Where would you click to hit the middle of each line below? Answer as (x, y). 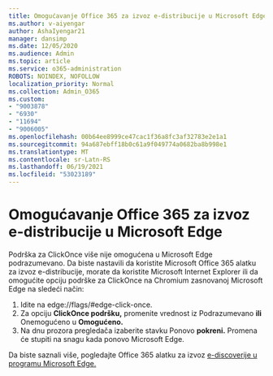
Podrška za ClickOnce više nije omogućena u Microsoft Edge (110, 254)
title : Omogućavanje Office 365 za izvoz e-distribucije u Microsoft (129, 16)
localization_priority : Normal (61, 84)
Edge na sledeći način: (46, 288)
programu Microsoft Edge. (52, 363)
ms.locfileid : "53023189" (52, 175)
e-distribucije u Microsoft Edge (116, 232)
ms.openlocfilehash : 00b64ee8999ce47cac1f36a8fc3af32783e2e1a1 (118, 136)
